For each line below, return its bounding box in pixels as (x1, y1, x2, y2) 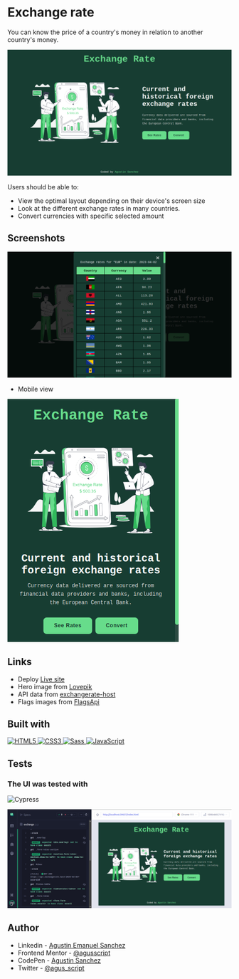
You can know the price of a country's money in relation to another (7, 28, 203, 36)
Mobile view (17, 384, 53, 393)
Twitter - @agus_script (17, 963, 85, 972)
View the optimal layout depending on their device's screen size (17, 197, 206, 205)
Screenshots (7, 232, 65, 244)
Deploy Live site (17, 674, 65, 684)
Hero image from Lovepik (17, 682, 92, 691)
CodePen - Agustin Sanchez (17, 956, 101, 965)
